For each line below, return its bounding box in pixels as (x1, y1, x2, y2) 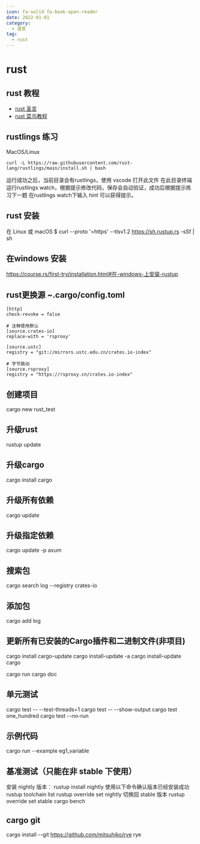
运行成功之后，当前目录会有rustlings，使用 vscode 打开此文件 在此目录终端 (6, 176, 192, 183)
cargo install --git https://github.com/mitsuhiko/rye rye (6, 831, 142, 838)
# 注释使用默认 (6, 323, 39, 329)
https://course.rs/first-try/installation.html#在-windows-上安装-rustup (6, 271, 178, 278)
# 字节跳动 (6, 361, 30, 367)
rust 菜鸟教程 (14, 112, 48, 120)
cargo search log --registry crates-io (6, 582, 97, 589)
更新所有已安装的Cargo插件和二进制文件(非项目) (6, 636, 186, 646)
